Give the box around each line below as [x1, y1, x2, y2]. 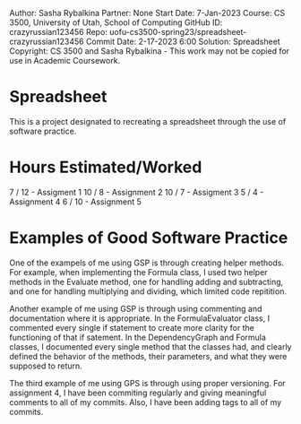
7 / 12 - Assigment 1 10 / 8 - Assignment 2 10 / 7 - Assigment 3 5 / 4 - [9, 186, 264, 197]
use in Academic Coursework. [9, 56, 121, 65]
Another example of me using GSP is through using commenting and [9, 303, 262, 314]
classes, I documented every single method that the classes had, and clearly [9, 341, 292, 352]
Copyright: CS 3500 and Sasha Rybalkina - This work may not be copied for [9, 46, 289, 56]
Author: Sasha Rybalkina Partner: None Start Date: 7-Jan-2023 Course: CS [9, 8, 285, 18]
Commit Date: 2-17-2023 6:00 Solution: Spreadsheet [85, 36, 280, 47]
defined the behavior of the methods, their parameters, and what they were [9, 350, 288, 361]
